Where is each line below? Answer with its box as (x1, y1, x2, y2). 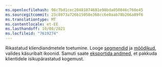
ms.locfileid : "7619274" (5, 31, 58, 36)
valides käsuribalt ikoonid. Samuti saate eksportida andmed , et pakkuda (5, 50, 157, 56)
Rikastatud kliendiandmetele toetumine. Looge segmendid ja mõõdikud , (5, 45, 156, 51)
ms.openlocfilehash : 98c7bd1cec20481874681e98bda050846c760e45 (5, 7, 144, 13)
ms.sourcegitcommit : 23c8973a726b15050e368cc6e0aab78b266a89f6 (5, 12, 144, 17)
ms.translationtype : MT (5, 17, 56, 22)
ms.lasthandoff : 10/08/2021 (5, 26, 66, 31)
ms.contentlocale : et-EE (5, 21, 58, 27)
